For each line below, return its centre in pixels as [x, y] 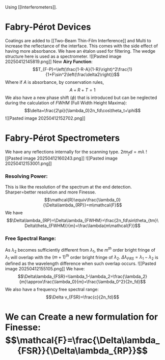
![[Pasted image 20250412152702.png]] [45, 118]
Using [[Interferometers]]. [31, 7]
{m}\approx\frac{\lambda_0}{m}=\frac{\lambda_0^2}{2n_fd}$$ [82, 282]
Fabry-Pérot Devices [48, 27]
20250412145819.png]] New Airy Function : [49, 62]
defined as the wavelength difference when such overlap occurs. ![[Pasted [81, 263]
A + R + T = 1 [82, 90]
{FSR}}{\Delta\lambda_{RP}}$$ [82, 351]
